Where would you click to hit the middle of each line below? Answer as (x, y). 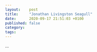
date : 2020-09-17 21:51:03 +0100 (44, 18)
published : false (23, 23)
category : (15, 28)
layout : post (21, 9)
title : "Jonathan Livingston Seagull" (49, 14)
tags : (10, 32)
